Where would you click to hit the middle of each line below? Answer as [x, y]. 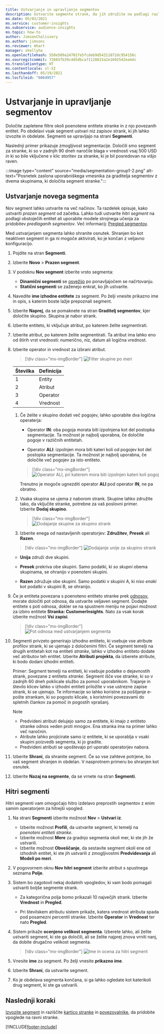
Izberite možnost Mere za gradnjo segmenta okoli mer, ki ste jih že [87, 838]
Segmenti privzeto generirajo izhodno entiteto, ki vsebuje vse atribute [82, 641]
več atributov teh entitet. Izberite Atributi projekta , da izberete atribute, [84, 656]
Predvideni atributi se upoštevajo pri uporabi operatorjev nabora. [85, 747]
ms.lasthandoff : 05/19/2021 [34, 73]
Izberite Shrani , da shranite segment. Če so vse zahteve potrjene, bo [82, 756]
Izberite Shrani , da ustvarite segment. [51, 971]
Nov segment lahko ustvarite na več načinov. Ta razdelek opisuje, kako [77, 208]
